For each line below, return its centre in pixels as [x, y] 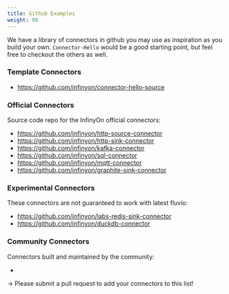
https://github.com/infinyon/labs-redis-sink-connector [94, 216]
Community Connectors [48, 242]
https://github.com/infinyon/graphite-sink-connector [92, 170]
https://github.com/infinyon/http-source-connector [90, 134]
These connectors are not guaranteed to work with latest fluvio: [98, 203]
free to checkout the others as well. [58, 54]
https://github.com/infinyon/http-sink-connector [86, 141]
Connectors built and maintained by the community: [81, 257]
